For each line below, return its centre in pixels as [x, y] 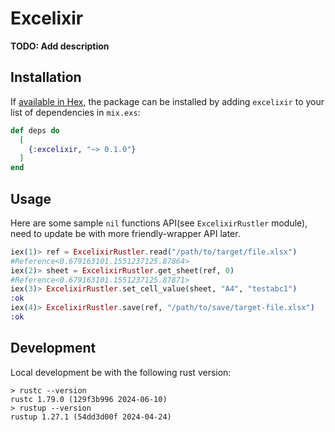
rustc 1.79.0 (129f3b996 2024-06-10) [89, 399]
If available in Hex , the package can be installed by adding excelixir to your [167, 101]
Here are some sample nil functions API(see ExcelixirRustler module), [159, 223]
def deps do [35, 130]
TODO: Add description [60, 46]
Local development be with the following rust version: [121, 372]
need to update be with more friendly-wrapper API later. [125, 233]
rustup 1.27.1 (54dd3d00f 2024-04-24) [91, 417]
